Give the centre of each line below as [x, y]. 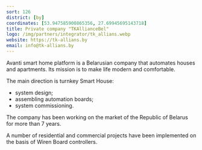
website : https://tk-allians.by [47, 40]
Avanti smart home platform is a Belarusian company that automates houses [101, 63]
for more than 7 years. [34, 123]
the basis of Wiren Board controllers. [52, 142]
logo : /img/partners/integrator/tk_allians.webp [68, 34]
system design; [34, 93]
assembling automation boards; [54, 99]
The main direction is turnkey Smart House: [60, 81]
